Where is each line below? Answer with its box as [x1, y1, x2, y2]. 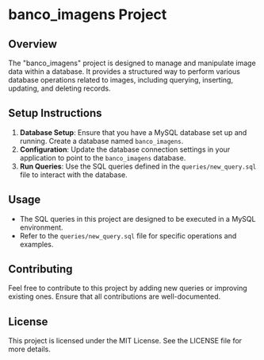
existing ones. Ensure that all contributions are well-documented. [8, 292, 221, 301]
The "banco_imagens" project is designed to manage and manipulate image [8, 58, 256, 68]
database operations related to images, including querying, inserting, [8, 75, 234, 84]
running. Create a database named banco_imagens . [19, 136, 184, 145]
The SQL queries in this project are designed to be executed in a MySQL [19, 214, 256, 223]
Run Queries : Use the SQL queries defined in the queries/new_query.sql [19, 161, 257, 171]
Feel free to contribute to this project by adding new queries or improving [8, 284, 247, 293]
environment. [19, 223, 63, 232]
